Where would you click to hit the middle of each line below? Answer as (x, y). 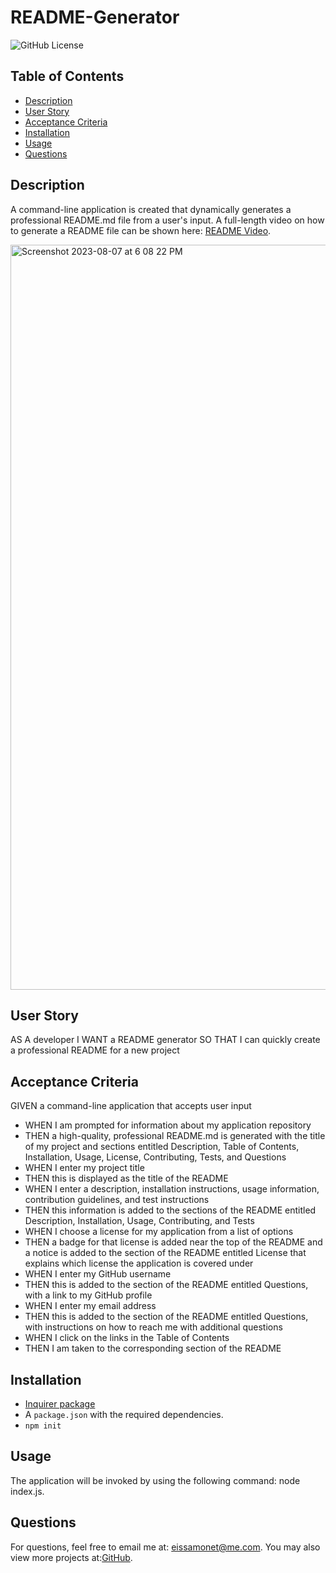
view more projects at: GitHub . (71, 1557)
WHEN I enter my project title (84, 1168)
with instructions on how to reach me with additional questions (153, 1327)
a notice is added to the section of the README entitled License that (165, 1253)
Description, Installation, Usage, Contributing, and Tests (139, 1221)
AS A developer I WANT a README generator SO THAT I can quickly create (165, 1040)
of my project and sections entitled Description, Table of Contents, (162, 1147)
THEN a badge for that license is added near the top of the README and (173, 1242)
